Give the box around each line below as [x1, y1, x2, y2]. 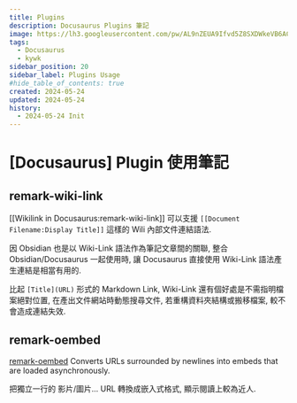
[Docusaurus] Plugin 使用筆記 [9, 152, 230, 173]
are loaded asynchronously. [9, 365, 110, 376]
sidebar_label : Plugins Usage [9, 71, 121, 80]
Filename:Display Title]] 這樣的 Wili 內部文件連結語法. [9, 224, 212, 235]
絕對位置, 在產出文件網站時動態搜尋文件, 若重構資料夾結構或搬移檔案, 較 [16, 295, 278, 306]
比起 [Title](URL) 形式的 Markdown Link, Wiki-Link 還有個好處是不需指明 [9, 284, 277, 295]
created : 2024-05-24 [9, 87, 86, 96]
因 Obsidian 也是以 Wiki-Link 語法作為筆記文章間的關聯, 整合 [9, 243, 228, 253]
